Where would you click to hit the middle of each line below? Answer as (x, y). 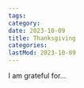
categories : (28, 46)
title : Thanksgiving (42, 38)
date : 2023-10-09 (37, 30)
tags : (17, 16)
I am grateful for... (37, 76)
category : (25, 23)
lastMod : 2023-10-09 (42, 53)
